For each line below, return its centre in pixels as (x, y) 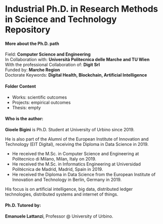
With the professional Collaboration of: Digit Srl (53, 65)
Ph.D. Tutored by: (23, 205)
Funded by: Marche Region (33, 70)
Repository (28, 30)
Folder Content (21, 86)
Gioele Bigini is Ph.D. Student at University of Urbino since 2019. (70, 129)
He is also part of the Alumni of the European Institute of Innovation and (77, 139)
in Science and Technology (61, 19)
